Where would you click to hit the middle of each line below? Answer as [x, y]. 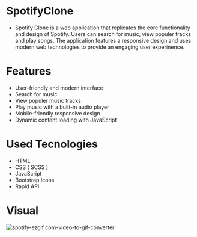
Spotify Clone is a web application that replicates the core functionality [102, 28]
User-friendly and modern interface [59, 88]
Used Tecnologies [52, 144]
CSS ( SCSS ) [32, 167]
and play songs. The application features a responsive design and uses [103, 40]
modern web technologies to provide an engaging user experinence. [100, 47]
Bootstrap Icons [35, 180]
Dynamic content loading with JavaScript [66, 120]
